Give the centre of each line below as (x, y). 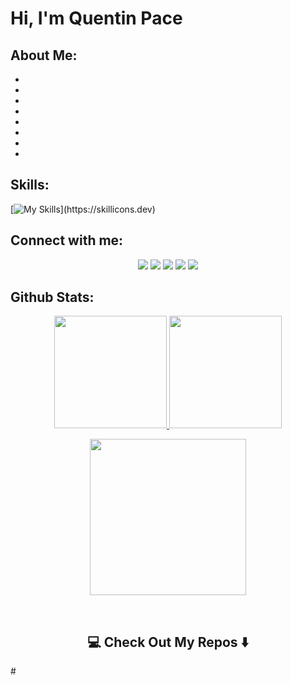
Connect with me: (67, 240)
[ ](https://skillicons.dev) (83, 209)
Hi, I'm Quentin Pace (96, 18)
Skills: (30, 185)
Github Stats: (52, 297)
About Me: (44, 55)
